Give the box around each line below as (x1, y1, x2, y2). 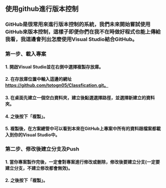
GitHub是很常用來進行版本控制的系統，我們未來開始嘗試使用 (5, 21, 151, 28)
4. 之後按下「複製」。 (5, 113, 48, 119)
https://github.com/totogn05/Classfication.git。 (5, 82, 108, 88)
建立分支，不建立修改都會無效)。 (5, 165, 73, 171)
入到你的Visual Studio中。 (5, 132, 60, 138)
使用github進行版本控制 (5, 4, 79, 13)
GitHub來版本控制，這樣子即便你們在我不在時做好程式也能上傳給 (5, 28, 161, 35)
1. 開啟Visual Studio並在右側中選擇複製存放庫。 (5, 64, 103, 70)
